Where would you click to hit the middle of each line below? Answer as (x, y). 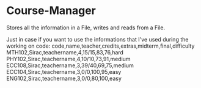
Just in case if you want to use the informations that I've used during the (97, 39)
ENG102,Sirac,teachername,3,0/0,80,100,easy (64, 78)
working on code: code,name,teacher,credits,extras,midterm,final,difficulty (100, 46)
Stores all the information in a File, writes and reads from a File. (86, 28)
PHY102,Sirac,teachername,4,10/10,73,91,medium (68, 59)
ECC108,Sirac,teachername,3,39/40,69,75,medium (70, 65)
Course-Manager (51, 11)
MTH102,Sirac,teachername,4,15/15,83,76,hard (65, 52)
